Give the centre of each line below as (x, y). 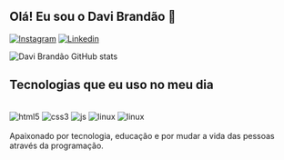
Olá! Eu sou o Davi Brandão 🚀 (93, 17)
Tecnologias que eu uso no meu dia (112, 85)
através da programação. (57, 145)
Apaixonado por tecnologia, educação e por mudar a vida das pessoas (142, 135)
